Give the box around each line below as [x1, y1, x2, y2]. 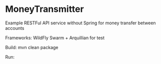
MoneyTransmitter [5, 3, 84, 15]
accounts [5, 25, 24, 31]
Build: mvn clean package [5, 44, 58, 50]
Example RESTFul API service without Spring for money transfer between [5, 20, 156, 26]
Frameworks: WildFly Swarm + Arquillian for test [5, 35, 105, 41]
